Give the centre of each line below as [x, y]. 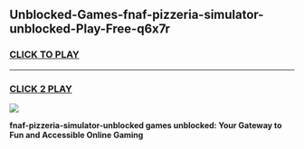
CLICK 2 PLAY [41, 88]
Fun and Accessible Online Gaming [76, 135]
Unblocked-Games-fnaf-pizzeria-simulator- [137, 15]
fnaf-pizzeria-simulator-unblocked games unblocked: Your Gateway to [146, 125]
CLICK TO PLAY [44, 55]
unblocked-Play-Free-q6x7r [90, 29]
